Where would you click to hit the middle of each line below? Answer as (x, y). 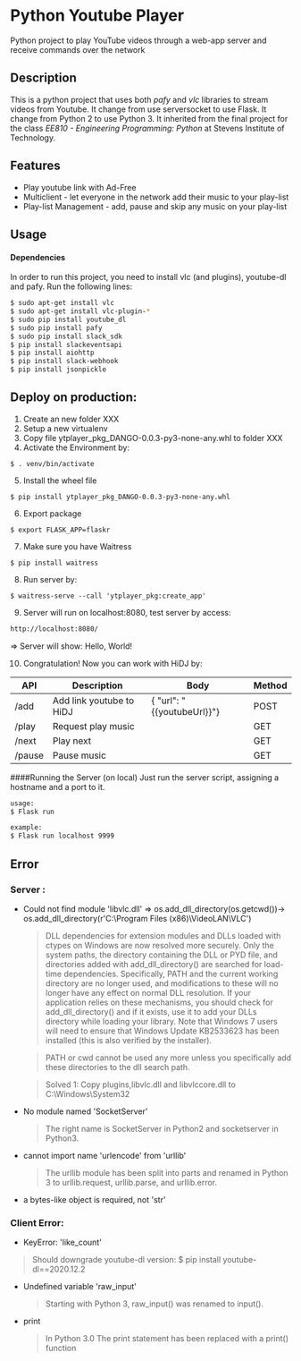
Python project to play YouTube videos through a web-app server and (138, 40)
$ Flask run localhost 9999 (63, 836)
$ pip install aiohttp (52, 353)
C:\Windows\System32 (88, 1093)
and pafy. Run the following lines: (71, 286)
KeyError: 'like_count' (62, 1242)
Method (270, 685)
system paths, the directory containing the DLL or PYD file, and (161, 955)
